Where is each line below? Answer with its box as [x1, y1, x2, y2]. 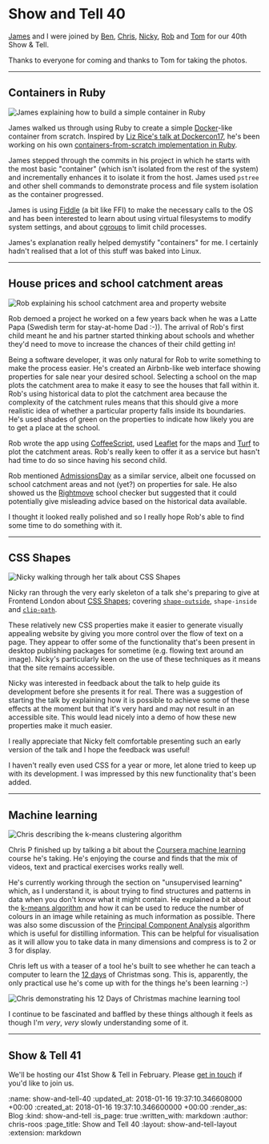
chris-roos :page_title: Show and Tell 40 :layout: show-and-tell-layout [8, 1119, 238, 1129]
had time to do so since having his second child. [8, 455, 167, 465]
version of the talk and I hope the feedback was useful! [8, 745, 191, 755]
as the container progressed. [8, 189, 104, 199]
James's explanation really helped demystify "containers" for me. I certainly [8, 237, 259, 247]
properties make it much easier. [8, 721, 113, 731]
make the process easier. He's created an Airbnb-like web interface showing [8, 363, 261, 373]
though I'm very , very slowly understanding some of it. [8, 1018, 189, 1028]
